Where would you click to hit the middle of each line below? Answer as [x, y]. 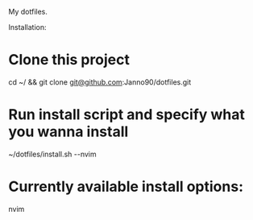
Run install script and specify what [127, 115]
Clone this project [69, 60]
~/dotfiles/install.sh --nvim [52, 154]
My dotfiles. [28, 12]
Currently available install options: [126, 187]
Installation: [27, 27]
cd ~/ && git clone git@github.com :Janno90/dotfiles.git [100, 82]
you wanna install [68, 132]
